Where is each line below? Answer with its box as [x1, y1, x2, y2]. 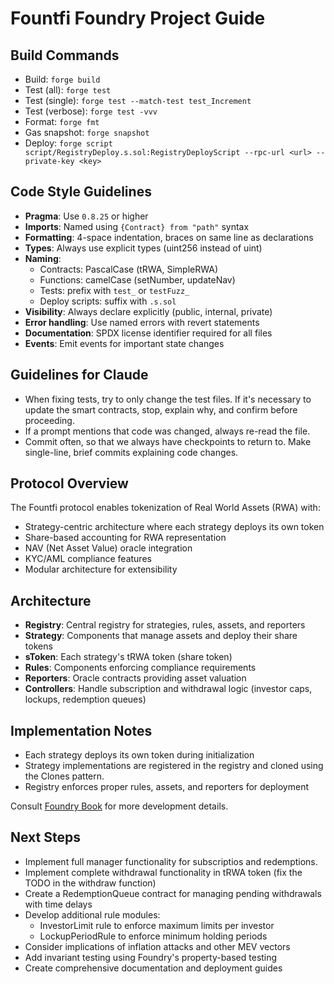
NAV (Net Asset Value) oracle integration [24, 542, 193, 554]
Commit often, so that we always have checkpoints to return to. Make [24, 435, 312, 447]
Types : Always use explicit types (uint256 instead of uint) [24, 242, 263, 254]
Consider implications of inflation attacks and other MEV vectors [24, 940, 291, 952]
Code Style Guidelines [10, 183, 152, 201]
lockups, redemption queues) [24, 693, 147, 706]
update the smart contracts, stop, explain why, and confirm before [24, 403, 298, 416]
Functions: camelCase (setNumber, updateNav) [39, 273, 236, 286]
